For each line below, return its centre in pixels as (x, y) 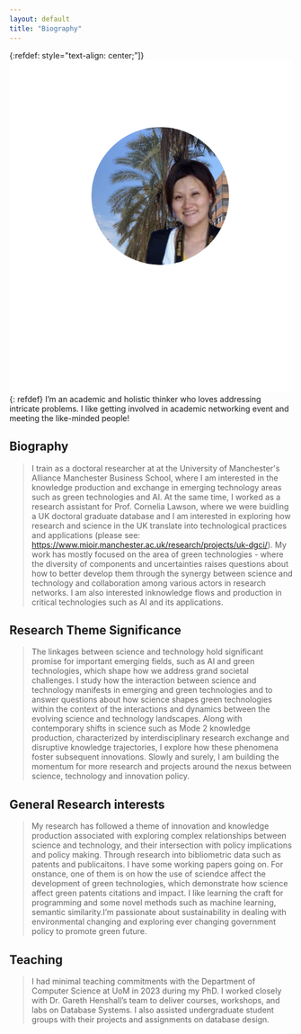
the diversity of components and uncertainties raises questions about (160, 563)
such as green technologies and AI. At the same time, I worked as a (156, 497)
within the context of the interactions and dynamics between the (150, 709)
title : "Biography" (46, 28)
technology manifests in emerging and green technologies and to (152, 690)
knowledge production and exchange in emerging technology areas (156, 487)
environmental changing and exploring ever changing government (154, 922)
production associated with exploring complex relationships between (159, 836)
